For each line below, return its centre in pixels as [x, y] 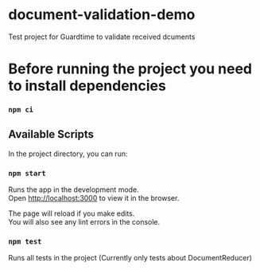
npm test [25, 242]
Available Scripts [51, 134]
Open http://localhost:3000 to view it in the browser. [94, 198]
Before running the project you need [130, 69]
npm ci [21, 110]
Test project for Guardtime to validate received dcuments [102, 37]
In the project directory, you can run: [68, 154]
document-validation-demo [102, 15]
